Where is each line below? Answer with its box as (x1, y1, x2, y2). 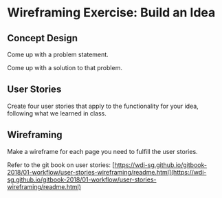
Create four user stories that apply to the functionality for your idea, (7, 102, 199, 110)
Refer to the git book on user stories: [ (7, 160, 115, 169)
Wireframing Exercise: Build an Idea (7, 5, 216, 21)
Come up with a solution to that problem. (7, 64, 122, 71)
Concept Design (7, 32, 78, 44)
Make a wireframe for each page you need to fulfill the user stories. (7, 147, 198, 155)
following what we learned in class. (7, 109, 107, 118)
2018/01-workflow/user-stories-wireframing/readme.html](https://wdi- (7, 168, 207, 176)
